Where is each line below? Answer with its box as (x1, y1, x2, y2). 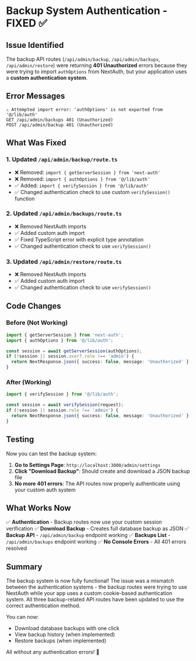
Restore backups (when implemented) (14, 637, 107, 644)
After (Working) (6, 378, 51, 386)
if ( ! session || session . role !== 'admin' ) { (6, 407, 118, 413)
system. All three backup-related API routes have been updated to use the (6, 596, 184, 603)
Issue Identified (6, 40, 64, 50)
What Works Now (6, 503, 71, 513)
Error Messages (6, 91, 65, 101)
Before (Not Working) (6, 319, 68, 327)
